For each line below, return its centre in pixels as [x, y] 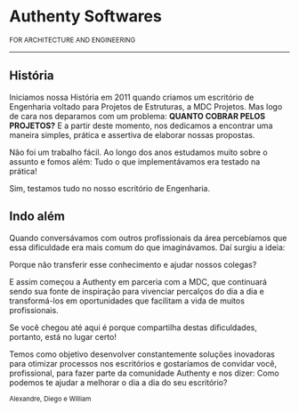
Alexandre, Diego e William [50, 399]
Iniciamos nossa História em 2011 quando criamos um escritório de [132, 97]
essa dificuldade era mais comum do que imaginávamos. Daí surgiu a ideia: [147, 247]
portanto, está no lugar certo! [63, 336]
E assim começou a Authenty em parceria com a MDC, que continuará [138, 281]
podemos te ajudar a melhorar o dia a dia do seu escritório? [118, 382]
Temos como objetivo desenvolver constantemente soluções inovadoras [142, 354]
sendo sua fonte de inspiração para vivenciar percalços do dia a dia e [137, 291]
